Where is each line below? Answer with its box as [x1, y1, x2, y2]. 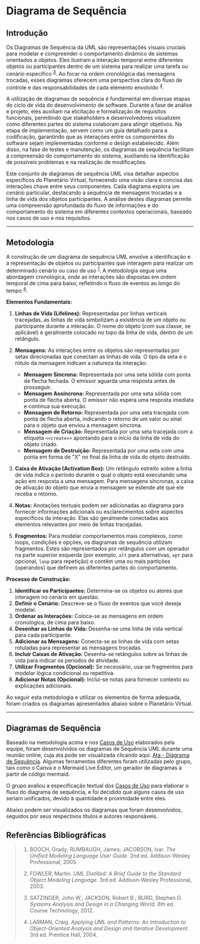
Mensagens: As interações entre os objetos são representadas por [14, 347, 180, 354]
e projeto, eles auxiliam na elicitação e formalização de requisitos [6, 108, 167, 115]
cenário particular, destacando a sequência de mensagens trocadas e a [6, 189, 182, 196]
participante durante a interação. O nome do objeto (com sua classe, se [14, 323, 191, 330]
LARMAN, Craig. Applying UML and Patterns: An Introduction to [29, 918, 186, 926]
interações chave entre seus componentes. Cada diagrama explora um [6, 183, 180, 190]
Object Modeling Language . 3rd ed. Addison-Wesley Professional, [29, 877, 192, 884]
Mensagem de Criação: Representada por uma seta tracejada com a [23, 428, 193, 435]
